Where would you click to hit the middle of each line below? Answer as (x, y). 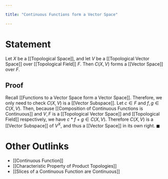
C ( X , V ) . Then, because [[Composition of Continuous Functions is (74, 108)
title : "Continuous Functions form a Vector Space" (61, 14)
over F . (13, 69)
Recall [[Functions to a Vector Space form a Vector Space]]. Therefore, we (84, 98)
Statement (28, 44)
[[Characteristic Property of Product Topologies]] (65, 166)
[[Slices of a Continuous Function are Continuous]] (66, 171)
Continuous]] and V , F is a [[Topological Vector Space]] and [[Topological (82, 114)
